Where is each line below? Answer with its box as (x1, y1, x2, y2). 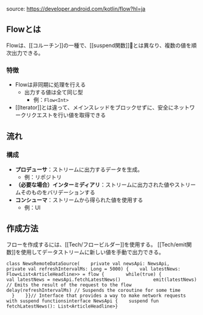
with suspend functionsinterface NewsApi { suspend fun (6, 298, 159, 304)
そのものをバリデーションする (20, 188, 95, 196)
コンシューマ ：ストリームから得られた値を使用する (15, 196, 143, 204)
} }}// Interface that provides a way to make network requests (12, 292, 187, 299)
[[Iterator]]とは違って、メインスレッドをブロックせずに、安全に (15, 104, 174, 111)
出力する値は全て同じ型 (24, 88, 83, 96)
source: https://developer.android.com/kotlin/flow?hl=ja (6, 5, 146, 12)
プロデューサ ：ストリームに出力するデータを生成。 (15, 166, 143, 173)
